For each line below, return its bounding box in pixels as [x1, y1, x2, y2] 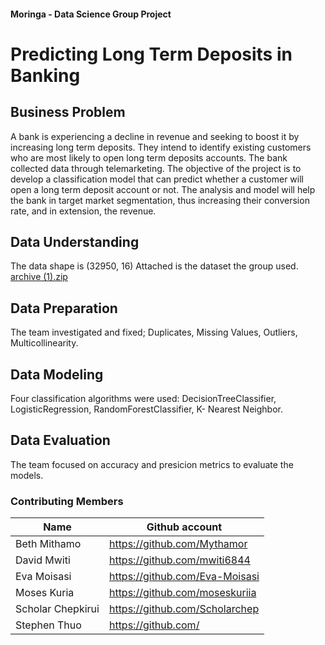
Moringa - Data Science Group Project [10, 8, 172, 20]
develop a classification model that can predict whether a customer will [10, 173, 304, 185]
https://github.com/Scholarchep [108, 602, 260, 616]
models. [10, 469, 44, 481]
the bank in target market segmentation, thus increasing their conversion [10, 194, 310, 206]
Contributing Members [10, 494, 124, 508]
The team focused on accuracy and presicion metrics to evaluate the [10, 458, 294, 470]
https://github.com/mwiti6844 [108, 553, 251, 567]
